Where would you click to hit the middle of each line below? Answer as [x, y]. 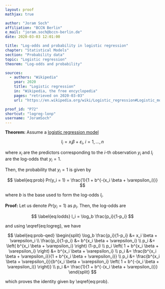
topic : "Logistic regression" [36, 59]
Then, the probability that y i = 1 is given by [48, 170]
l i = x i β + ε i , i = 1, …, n [82, 142]
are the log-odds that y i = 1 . [33, 159]
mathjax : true [20, 14]
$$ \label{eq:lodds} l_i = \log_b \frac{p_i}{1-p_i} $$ [82, 216]
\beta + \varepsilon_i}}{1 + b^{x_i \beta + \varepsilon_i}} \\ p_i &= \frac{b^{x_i [82, 256]
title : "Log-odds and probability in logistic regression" [67, 46]
